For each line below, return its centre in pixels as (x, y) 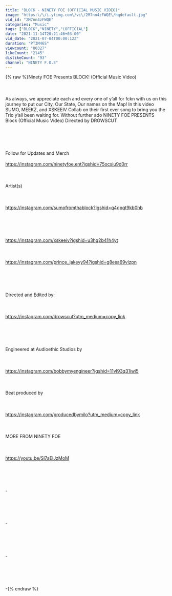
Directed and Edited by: (30, 295)
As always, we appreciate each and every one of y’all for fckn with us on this (86, 99)
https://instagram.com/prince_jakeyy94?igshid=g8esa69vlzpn (71, 262)
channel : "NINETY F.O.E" (32, 63)
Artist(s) (14, 186)
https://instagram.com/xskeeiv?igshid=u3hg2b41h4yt (62, 240)
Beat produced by (24, 393)
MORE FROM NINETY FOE (33, 437)
